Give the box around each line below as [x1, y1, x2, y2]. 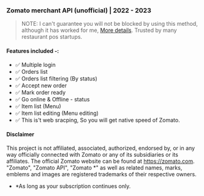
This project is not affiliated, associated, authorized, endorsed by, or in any [6, 144, 195, 152]
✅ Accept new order [15, 82, 67, 89]
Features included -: [6, 47, 59, 55]
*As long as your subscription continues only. [15, 182, 131, 190]
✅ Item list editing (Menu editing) [15, 109, 99, 117]
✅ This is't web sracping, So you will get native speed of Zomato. [15, 116, 180, 123]
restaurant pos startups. [21, 33, 83, 41]
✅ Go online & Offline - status [15, 95, 90, 103]
